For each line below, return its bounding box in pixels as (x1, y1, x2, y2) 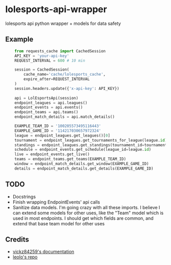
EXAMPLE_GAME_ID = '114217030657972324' (14, 128, 101, 133)
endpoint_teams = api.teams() (14, 110, 79, 115)
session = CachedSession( (14, 67, 70, 72)
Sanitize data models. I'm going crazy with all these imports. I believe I (12, 204, 160, 210)
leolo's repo (12, 254, 38, 260)
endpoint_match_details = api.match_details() (14, 114, 115, 120)
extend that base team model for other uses (12, 220, 105, 226)
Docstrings (12, 193, 36, 200)
